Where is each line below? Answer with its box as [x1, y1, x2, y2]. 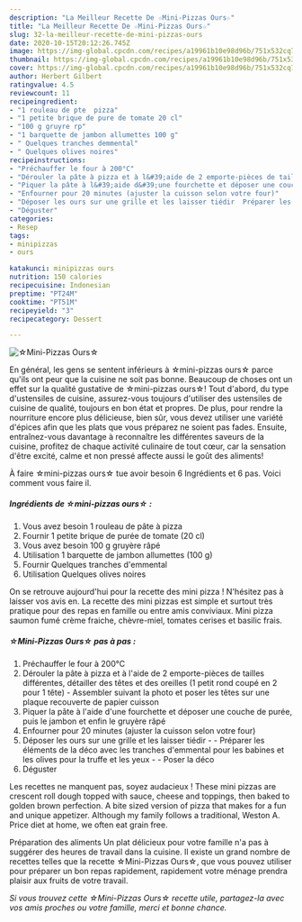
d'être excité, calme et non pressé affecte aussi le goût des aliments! [9, 451, 264, 461]
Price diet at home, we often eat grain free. [9, 819, 168, 830]
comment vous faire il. [9, 478, 92, 488]
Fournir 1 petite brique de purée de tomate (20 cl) [22, 531, 205, 542]
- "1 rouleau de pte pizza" [9, 105, 119, 114]
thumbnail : [9, 55, 50, 64]
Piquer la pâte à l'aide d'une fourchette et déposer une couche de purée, [22, 707, 293, 717]
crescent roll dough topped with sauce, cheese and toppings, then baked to [9, 790, 290, 802]
